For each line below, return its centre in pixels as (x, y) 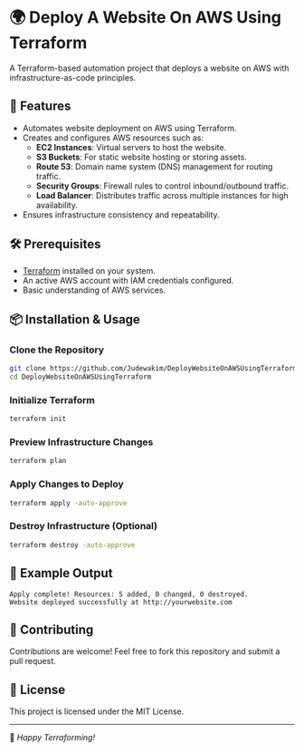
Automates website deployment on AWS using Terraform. (129, 128)
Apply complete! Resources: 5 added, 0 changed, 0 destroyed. (129, 594)
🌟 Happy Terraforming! (52, 738)
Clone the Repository (57, 350)
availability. (57, 205)
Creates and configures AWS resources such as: (113, 138)
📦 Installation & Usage (75, 319)
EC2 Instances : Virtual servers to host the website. (131, 147)
